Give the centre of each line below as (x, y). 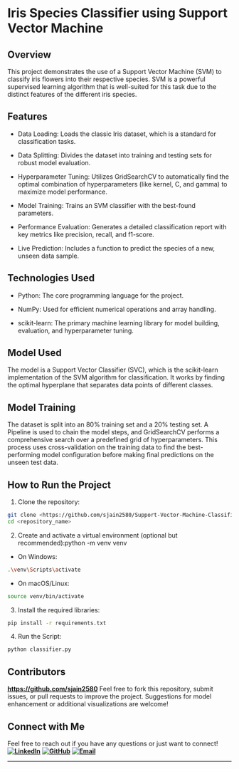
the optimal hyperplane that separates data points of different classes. (110, 385)
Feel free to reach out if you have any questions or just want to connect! (113, 743)
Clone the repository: (49, 502)
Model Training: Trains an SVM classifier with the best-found (106, 205)
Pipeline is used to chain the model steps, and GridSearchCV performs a (113, 432)
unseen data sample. (48, 256)
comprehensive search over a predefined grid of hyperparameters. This (113, 440)
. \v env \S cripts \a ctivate (44, 570)
